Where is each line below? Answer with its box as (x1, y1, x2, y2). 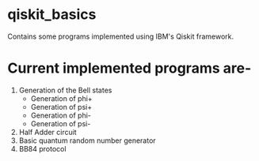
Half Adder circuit (18, 127, 77, 137)
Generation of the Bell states (18, 85, 112, 95)
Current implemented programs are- (7, 59, 252, 77)
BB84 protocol (18, 144, 67, 153)
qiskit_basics (7, 6, 97, 24)
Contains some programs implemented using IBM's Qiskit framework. (7, 32, 234, 41)
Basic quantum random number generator (18, 136, 156, 145)
